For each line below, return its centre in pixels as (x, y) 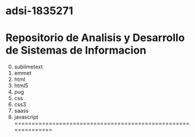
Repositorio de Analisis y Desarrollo (95, 38)
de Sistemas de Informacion (76, 50)
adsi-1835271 (39, 11)
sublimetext (28, 67)
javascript (26, 117)
